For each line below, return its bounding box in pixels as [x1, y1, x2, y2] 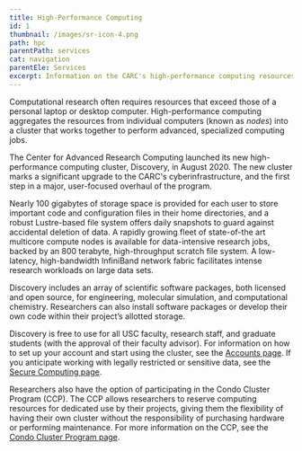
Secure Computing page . [9, 366, 102, 377]
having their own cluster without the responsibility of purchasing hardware [9, 412, 285, 423]
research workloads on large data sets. [9, 264, 155, 275]
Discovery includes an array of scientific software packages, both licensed [9, 282, 286, 293]
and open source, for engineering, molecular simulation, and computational [9, 291, 288, 302]
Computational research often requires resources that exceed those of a [9, 96, 277, 107]
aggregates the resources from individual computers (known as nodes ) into [9, 115, 289, 126]
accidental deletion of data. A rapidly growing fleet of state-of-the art [9, 226, 266, 237]
